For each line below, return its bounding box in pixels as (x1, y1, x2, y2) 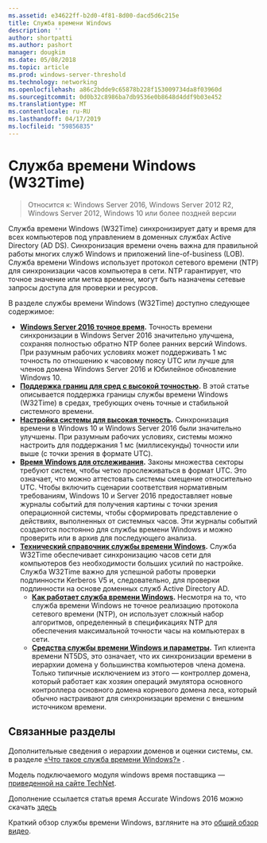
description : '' (8, 26, 62, 34)
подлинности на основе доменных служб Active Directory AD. (19, 583, 230, 593)
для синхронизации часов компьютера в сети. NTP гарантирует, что (8, 265, 242, 275)
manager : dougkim (8, 48, 66, 56)
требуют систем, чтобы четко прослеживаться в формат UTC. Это (19, 466, 247, 475)
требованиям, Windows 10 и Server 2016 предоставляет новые (19, 490, 233, 501)
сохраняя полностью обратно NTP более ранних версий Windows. (19, 338, 248, 348)
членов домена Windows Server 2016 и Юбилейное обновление (19, 364, 237, 373)
